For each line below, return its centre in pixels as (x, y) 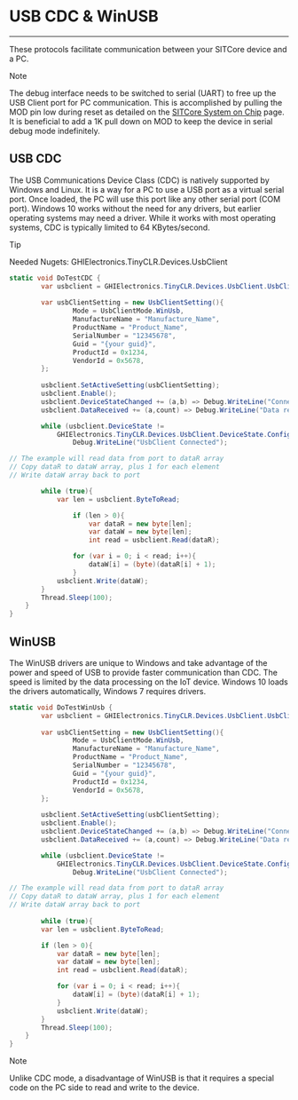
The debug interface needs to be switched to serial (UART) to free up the (143, 93)
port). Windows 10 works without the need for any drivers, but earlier (135, 208)
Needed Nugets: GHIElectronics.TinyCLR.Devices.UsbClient (118, 261)
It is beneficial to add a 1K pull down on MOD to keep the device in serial (141, 121)
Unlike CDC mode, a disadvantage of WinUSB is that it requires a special (142, 1078)
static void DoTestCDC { (55, 278)
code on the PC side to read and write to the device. (104, 1088)
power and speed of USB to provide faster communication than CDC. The (143, 672)
